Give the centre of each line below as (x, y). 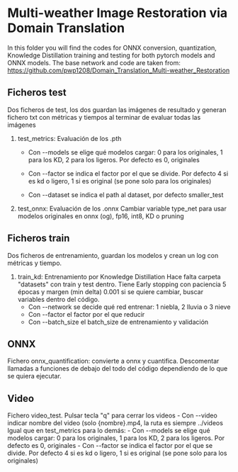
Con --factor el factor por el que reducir (86, 314)
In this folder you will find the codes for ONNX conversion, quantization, (112, 47)
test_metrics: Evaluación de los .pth (69, 138)
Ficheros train (39, 238)
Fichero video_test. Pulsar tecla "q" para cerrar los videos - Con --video (112, 415)
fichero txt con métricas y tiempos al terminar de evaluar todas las (104, 117)
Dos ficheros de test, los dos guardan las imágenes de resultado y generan (117, 109)
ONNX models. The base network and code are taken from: (94, 62)
